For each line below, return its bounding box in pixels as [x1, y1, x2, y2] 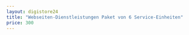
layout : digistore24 [6, 8, 59, 15]
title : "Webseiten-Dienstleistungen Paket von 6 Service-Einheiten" [6, 14, 184, 20]
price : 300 [6, 20, 34, 26]
